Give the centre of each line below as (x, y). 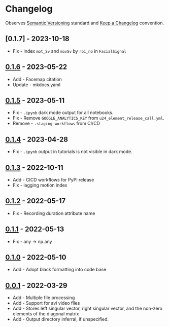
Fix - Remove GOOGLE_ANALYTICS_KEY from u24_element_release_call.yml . (88, 118)
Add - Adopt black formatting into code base (59, 270)
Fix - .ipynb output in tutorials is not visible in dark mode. (73, 152)
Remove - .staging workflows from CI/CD (56, 123)
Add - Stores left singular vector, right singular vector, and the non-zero (87, 308)
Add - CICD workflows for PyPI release (53, 180)
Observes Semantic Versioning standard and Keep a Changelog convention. (85, 23)
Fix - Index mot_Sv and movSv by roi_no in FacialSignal (70, 51)
